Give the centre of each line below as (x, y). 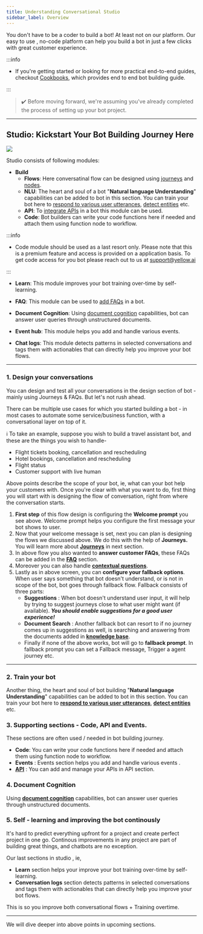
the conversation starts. (36, 502)
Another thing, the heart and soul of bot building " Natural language (90, 690)
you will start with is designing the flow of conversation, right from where (97, 496)
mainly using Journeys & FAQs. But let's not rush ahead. (76, 397)
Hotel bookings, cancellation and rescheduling (73, 459)
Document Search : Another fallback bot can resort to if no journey (108, 623)
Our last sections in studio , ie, (44, 858)
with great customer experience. (47, 47)
